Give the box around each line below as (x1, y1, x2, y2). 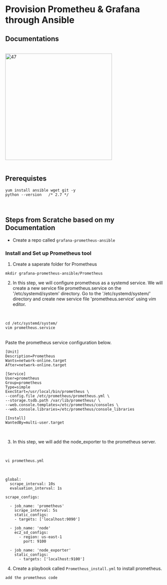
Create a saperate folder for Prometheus (12, 261, 97, 267)
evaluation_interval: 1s (10, 485, 62, 491)
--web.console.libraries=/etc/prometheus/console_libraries (5, 407, 135, 412)
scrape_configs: (5, 494, 39, 500)
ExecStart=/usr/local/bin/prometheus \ (5, 389, 90, 394)
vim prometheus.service (5, 325, 56, 330)
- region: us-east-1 (18, 534, 62, 539)
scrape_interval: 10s (10, 481, 56, 486)
